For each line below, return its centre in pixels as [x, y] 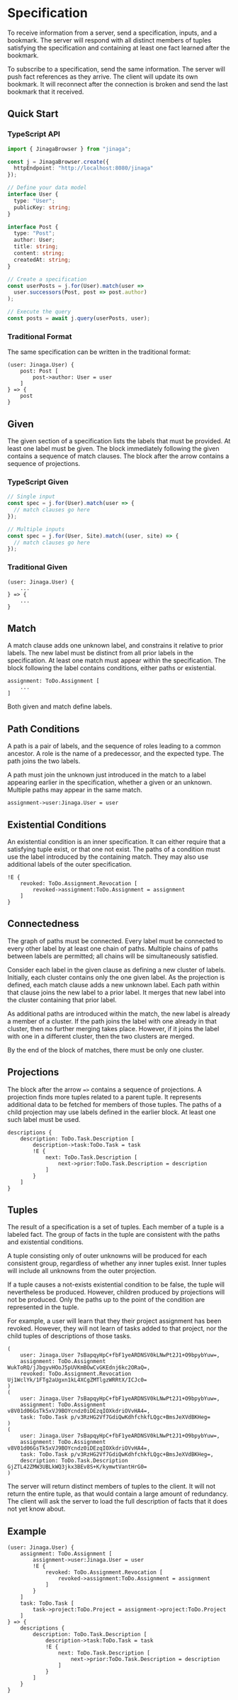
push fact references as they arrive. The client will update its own [103, 77]
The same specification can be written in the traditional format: [99, 352]
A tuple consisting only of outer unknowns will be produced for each [107, 1256]
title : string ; [36, 247]
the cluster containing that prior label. [62, 1000]
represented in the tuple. [43, 1307]
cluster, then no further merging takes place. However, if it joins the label [113, 1028]
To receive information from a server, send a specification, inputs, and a [112, 33]
